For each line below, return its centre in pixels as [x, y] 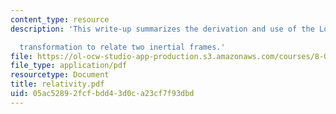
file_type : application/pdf [69, 66]
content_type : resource [60, 19]
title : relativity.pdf [57, 84]
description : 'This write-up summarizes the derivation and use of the [162, 29]
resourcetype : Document [60, 75]
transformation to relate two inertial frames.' [122, 47]
